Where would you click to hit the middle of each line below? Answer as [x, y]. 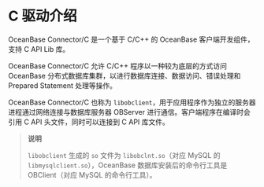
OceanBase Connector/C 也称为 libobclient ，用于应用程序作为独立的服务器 [132, 102]
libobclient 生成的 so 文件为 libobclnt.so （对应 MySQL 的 [124, 155]
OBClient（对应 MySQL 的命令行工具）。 [92, 174]
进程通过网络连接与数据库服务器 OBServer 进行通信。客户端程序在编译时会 [129, 112]
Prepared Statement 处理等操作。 [62, 85]
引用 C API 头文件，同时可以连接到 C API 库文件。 [89, 122]
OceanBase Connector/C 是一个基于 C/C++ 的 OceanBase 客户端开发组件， [131, 39]
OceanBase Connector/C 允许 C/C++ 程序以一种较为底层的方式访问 [117, 66]
